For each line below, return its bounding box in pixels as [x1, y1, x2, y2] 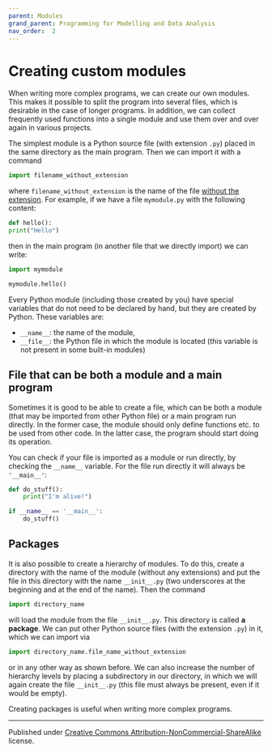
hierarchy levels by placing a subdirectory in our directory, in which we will [8, 671, 257, 681]
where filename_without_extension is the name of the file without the [8, 186, 240, 196]
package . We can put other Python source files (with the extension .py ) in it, [8, 623, 264, 633]
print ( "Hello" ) [8, 227, 60, 235]
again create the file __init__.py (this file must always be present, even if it [8, 679, 260, 689]
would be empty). [8, 688, 67, 698]
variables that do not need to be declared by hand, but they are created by [8, 303, 257, 312]
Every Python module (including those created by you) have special [8, 295, 234, 304]
